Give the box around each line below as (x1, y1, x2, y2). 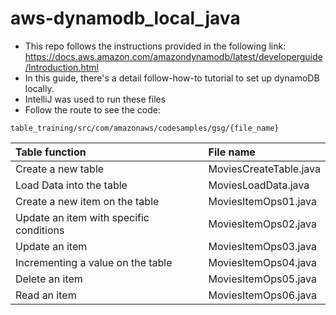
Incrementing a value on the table (15, 255, 173, 269)
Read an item (15, 288, 77, 302)
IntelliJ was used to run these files (24, 93, 167, 105)
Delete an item (15, 272, 83, 286)
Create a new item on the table (15, 194, 160, 208)
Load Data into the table (15, 178, 128, 192)
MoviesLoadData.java (208, 178, 310, 192)
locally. (24, 82, 55, 94)
